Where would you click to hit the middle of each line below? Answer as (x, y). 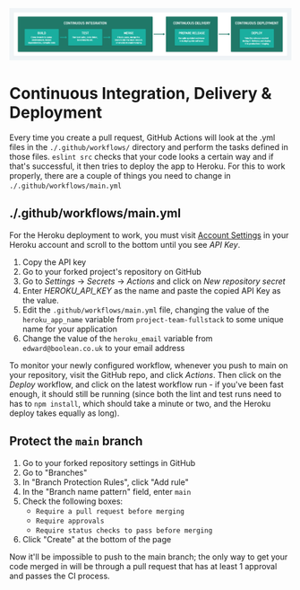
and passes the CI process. (60, 576)
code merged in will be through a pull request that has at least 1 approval (143, 566)
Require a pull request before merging (110, 511)
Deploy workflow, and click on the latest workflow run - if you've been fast (146, 384)
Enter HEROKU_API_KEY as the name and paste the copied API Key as (151, 290)
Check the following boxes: (73, 501)
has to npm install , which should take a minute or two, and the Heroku (140, 403)
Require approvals (70, 521)
